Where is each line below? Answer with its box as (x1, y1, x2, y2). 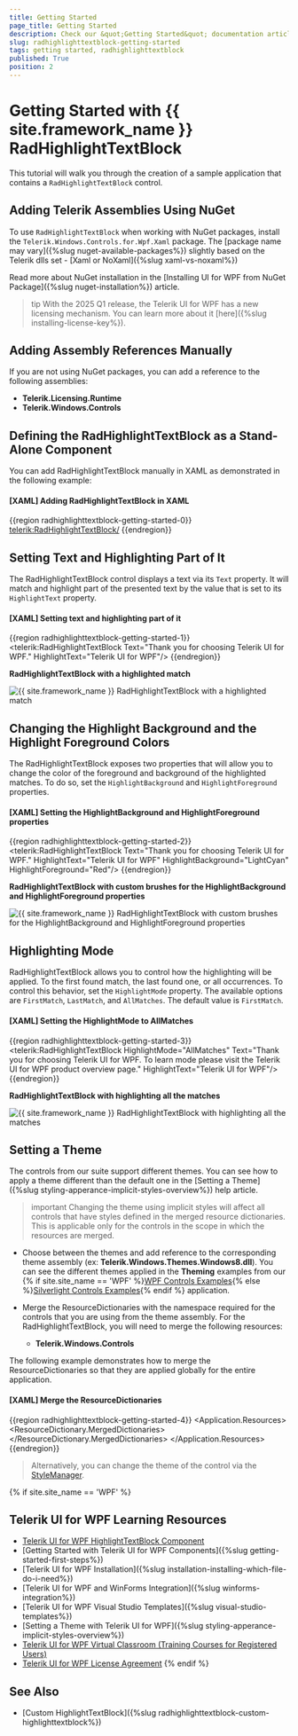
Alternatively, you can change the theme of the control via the (30, 1460, 257, 1471)
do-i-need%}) (21, 1574, 74, 1584)
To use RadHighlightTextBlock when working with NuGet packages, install (9, 226, 280, 237)
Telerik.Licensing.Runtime (21, 393, 122, 404)
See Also (9, 1684, 59, 1699)
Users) (21, 1649, 47, 1660)
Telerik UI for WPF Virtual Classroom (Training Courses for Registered (21, 1639, 278, 1650)
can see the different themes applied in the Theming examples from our (21, 1266, 286, 1277)
